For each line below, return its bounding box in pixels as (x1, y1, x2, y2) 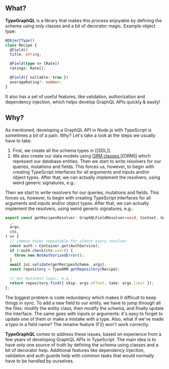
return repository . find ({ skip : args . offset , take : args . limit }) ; (10, 280, 154, 286)
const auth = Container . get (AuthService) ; (10, 243, 100, 248)
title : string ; (10, 52, 42, 57)
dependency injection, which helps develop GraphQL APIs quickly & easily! (5, 98, 160, 105)
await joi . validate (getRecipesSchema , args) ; (10, 262, 107, 267)
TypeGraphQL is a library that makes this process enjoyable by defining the (5, 17, 162, 23)
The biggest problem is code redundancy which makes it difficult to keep (5, 294, 157, 300)
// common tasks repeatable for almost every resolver (10, 238, 127, 244)
